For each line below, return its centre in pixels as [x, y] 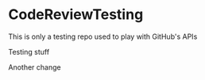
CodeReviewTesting [76, 15]
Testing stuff [29, 51]
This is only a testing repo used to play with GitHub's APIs [103, 36]
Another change [35, 67]
